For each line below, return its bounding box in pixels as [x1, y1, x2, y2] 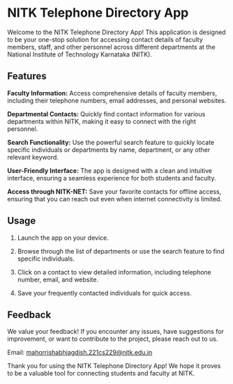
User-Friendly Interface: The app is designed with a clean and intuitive [7, 166, 213, 175]
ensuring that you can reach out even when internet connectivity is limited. [7, 194, 222, 203]
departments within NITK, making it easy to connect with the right [7, 117, 197, 125]
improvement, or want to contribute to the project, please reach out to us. [7, 335, 218, 343]
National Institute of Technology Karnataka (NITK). [7, 50, 152, 59]
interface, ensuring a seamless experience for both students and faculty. [7, 174, 216, 182]
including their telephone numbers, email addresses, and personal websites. [7, 96, 227, 105]
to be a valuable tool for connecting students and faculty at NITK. [7, 369, 195, 378]
